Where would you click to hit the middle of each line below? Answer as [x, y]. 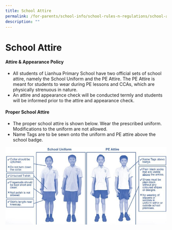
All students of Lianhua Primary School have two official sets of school [87, 73]
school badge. [28, 140]
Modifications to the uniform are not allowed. [60, 129]
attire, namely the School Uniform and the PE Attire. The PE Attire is [84, 79]
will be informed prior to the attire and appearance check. [73, 100]
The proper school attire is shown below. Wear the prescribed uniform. [87, 123]
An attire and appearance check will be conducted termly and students [88, 95]
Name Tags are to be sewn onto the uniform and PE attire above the [84, 134]
